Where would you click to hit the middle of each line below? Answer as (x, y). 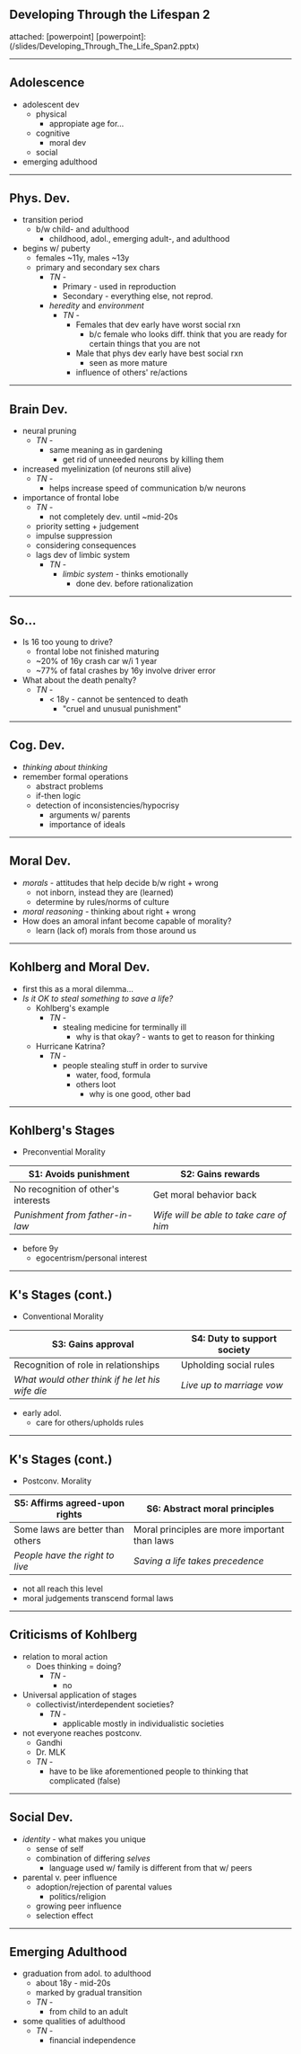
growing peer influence (79, 1906)
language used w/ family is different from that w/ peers (150, 1867)
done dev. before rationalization (134, 584)
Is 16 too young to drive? (68, 642)
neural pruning (49, 431)
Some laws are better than (69, 1529)
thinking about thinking (65, 766)
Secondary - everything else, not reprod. (138, 297)
